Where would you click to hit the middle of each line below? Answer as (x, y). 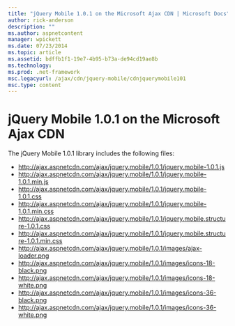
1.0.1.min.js (33, 182)
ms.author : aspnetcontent (45, 33)
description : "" (31, 26)
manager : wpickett (35, 40)
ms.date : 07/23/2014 (38, 46)
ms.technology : (30, 65)
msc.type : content (35, 85)
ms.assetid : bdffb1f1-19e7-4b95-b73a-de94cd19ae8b (83, 59)
